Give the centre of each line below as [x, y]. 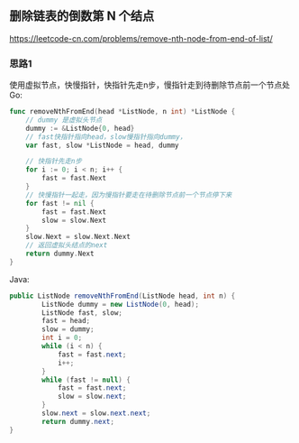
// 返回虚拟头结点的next [67, 245]
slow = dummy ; [68, 329]
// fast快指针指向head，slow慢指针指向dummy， [106, 137]
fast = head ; [66, 321]
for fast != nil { [60, 203]
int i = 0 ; [62, 338]
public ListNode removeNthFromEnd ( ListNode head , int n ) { [122, 296]
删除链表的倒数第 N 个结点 [82, 16]
